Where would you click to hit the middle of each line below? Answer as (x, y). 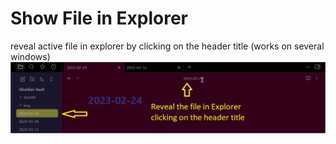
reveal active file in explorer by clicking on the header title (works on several (167, 46)
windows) (30, 56)
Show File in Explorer (99, 18)
